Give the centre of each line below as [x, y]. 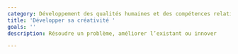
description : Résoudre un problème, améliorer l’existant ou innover [112, 33]
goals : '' [22, 27]
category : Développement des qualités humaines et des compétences [109, 14]
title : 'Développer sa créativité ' [61, 20]
